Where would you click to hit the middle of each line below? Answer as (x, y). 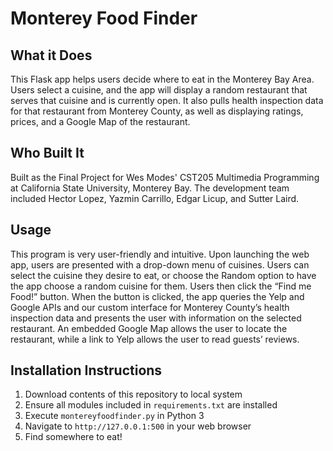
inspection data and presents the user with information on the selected (156, 318)
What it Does (51, 55)
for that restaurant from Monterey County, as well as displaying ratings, (157, 111)
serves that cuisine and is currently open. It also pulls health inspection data (167, 100)
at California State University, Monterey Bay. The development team (150, 188)
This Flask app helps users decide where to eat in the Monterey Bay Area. (162, 79)
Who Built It (47, 153)
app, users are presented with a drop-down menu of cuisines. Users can (160, 264)
